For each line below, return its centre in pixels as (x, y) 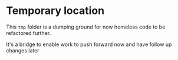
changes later (23, 50)
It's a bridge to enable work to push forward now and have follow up (89, 44)
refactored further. (29, 33)
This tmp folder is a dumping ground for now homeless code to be (86, 27)
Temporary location (55, 11)
